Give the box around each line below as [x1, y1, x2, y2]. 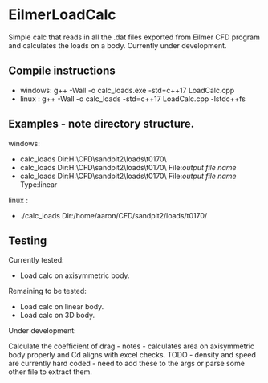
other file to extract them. [8, 367, 92, 377]
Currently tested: [8, 255, 64, 265]
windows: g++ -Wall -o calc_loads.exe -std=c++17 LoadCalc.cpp [19, 85, 235, 95]
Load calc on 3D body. [19, 311, 95, 320]
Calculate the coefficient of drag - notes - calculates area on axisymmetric [8, 341, 255, 351]
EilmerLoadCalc [8, 6, 116, 24]
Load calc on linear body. [19, 302, 104, 312]
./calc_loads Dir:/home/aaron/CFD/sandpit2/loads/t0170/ [19, 210, 208, 220]
